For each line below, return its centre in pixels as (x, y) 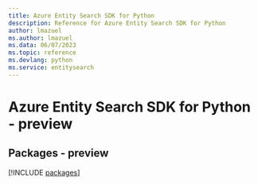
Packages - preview (59, 154)
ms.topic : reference (43, 53)
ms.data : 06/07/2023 (43, 45)
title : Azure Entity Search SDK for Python (82, 16)
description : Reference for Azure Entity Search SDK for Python (117, 23)
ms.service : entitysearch (51, 68)
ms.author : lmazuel (41, 38)
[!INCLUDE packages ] (44, 172)
